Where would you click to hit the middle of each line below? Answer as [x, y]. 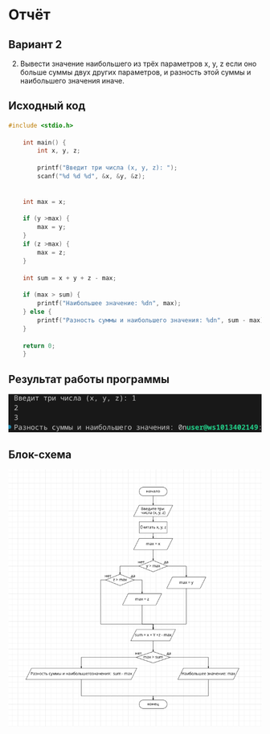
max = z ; [52, 252]
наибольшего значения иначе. [72, 81]
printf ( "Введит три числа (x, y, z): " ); [108, 168]
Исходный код [47, 106]
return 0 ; [39, 346]
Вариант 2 [35, 45]
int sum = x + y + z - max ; [70, 278]
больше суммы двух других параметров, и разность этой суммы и [135, 72]
